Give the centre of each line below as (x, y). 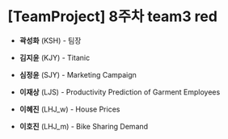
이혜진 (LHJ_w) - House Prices (70, 109)
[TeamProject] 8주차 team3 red (112, 17)
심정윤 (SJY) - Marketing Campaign (78, 74)
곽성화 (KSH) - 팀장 (50, 40)
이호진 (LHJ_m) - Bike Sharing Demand (84, 126)
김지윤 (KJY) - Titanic (55, 57)
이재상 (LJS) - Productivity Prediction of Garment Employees (120, 92)
